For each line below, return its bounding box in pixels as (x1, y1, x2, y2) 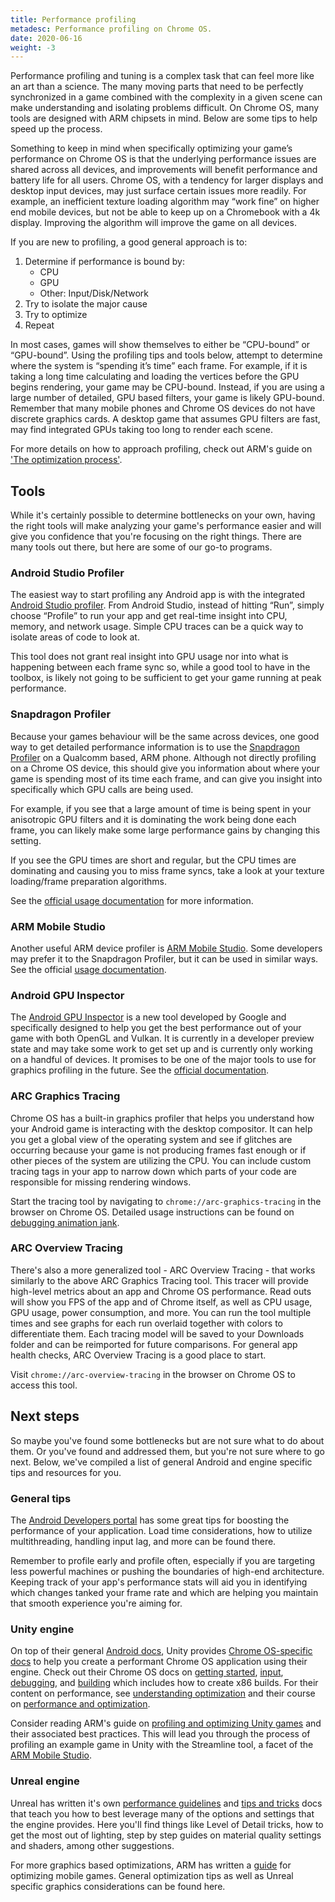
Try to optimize (24, 309, 88, 321)
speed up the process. (10, 123, 103, 135)
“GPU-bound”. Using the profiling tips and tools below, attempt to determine (10, 349, 323, 361)
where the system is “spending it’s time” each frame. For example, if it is (10, 360, 308, 372)
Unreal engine (10, 1774, 80, 1788)
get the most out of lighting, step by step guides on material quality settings (10, 1829, 322, 1841)
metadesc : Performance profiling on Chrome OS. (10, 24, 213, 34)
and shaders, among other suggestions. (10, 1839, 175, 1851)
